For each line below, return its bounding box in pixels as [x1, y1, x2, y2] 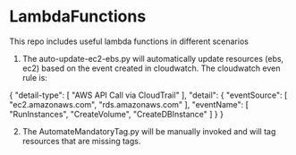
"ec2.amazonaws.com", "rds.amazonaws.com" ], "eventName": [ [9, 99, 249, 109]
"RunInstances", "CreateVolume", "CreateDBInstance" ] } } [9, 108, 224, 119]
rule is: [21, 72, 47, 82]
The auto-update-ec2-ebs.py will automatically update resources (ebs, [21, 53, 284, 64]
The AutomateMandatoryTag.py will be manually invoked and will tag [21, 125, 276, 136]
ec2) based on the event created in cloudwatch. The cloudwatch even [21, 63, 281, 73]
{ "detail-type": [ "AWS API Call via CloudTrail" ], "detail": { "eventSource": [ [9, 90, 288, 100]
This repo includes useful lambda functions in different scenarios [9, 36, 249, 47]
